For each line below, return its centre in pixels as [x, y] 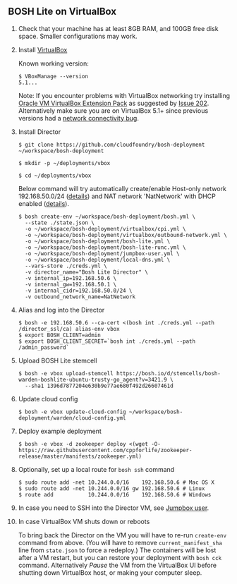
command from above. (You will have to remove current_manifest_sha [120, 542]
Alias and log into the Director [61, 310]
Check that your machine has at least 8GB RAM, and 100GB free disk [118, 28]
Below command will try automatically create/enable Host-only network [122, 188]
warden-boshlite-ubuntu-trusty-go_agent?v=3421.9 [93, 379]
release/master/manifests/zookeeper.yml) [80, 456]
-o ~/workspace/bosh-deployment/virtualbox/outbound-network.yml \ [126, 235]
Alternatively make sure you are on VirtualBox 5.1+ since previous [113, 110]
